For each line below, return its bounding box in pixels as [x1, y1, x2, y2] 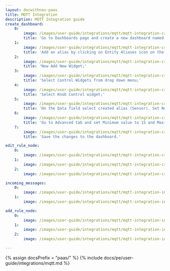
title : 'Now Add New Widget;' [23, 64, 87, 69]
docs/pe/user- [103, 254, 134, 260]
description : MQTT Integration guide [5, 17, 85, 22]
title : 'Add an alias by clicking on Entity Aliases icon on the [23, 49, 164, 55]
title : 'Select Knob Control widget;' [23, 92, 105, 97]
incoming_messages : [5, 180, 47, 186]
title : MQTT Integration [5, 12, 58, 17]
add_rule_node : [5, 208, 37, 213]
